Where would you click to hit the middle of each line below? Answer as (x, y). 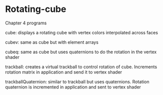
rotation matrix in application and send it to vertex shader (64, 72)
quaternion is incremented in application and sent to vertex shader (73, 87)
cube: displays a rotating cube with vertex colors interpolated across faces (81, 32)
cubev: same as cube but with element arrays (52, 42)
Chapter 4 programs (26, 23)
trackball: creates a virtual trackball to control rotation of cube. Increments (81, 67)
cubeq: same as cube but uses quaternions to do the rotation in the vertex (81, 52)
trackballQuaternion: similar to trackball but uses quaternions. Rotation (77, 82)
